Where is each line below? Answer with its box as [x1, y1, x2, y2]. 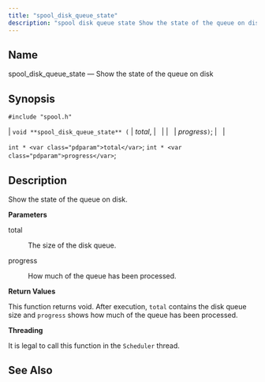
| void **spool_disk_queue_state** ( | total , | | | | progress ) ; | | [8, 127, 226, 137]
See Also [8, 364, 53, 377]
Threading [8, 325, 43, 335]
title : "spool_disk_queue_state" [8, 11, 118, 20]
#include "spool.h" [8, 113, 73, 121]
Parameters [8, 210, 47, 219]
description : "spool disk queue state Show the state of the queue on [8, 19, 245, 27]
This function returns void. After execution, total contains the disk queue [8, 301, 247, 311]
